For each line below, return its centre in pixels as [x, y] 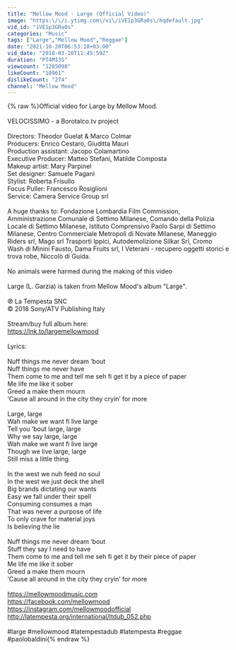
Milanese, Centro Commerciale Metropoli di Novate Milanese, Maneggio [112, 234]
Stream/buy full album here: [48, 324]
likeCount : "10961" [36, 73]
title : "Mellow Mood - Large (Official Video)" [79, 14]
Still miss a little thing [38, 459]
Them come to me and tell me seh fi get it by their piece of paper [102, 557]
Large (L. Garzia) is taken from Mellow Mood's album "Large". [97, 286]
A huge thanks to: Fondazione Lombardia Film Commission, [94, 211]
